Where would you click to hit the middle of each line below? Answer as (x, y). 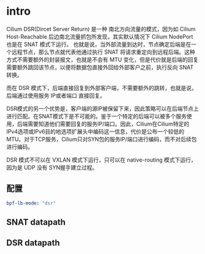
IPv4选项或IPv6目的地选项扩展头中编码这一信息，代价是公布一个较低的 (95, 131)
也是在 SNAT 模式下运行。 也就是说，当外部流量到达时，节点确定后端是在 (99, 44)
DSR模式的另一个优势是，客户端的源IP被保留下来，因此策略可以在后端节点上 (102, 108)
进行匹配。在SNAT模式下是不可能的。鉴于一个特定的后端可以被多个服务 (97, 116)
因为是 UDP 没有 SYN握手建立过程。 (52, 167)
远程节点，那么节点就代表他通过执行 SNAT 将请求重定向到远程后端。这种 (103, 52)
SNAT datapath (36, 222)
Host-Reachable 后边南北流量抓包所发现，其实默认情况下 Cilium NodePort (100, 36)
